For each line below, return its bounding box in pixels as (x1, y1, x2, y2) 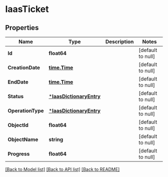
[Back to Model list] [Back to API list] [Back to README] (5, 166, 120, 172)
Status (7, 93, 24, 99)
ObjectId (7, 121, 29, 128)
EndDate (7, 78, 28, 85)
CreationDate (7, 64, 40, 71)
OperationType (7, 107, 44, 114)
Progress (7, 150, 30, 157)
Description (105, 38, 134, 45)
